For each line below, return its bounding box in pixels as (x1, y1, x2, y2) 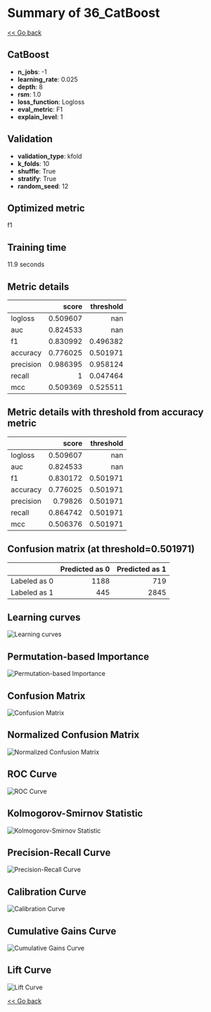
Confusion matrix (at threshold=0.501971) (7, 543, 195, 555)
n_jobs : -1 (17, 67, 47, 76)
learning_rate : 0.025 (17, 75, 78, 83)
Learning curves (7, 612, 81, 624)
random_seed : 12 (17, 181, 69, 190)
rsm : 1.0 (17, 90, 41, 98)
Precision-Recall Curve (7, 846, 111, 859)
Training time (7, 242, 67, 254)
